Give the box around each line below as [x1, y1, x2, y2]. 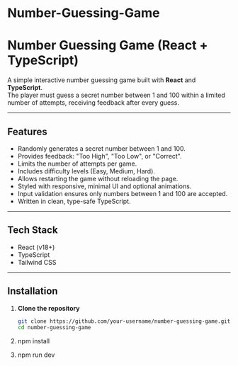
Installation [7, 285, 58, 297]
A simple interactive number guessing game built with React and [7, 76, 196, 84]
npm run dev [17, 350, 55, 359]
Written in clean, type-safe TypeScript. [17, 197, 131, 205]
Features [7, 125, 47, 137]
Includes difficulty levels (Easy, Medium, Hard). [17, 166, 156, 175]
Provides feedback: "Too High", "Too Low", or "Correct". [17, 151, 182, 160]
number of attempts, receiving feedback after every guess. [7, 98, 179, 107]
